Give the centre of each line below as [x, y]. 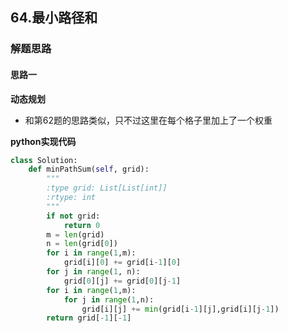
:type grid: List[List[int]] [107, 188]
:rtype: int [71, 198]
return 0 [82, 225]
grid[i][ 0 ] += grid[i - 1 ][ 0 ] [122, 263]
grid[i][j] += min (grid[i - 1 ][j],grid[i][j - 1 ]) [180, 309]
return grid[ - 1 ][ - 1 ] [89, 318]
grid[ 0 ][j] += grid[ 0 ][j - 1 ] [122, 281]
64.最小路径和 [54, 18]
